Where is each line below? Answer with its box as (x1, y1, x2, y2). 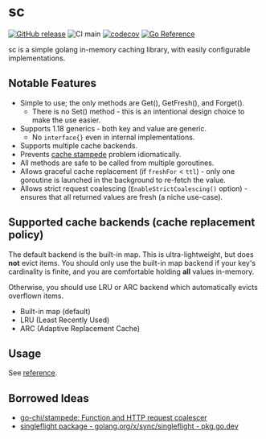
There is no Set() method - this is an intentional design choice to (31, 106, 245, 116)
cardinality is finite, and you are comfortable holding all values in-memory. (8, 267, 255, 276)
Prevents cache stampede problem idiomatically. (19, 149, 182, 159)
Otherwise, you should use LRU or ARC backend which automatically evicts (8, 282, 259, 292)
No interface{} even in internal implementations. (31, 132, 195, 142)
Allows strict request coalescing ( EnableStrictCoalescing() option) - (19, 184, 248, 193)
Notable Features (8, 77, 96, 90)
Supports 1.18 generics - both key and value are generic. (19, 123, 207, 133)
